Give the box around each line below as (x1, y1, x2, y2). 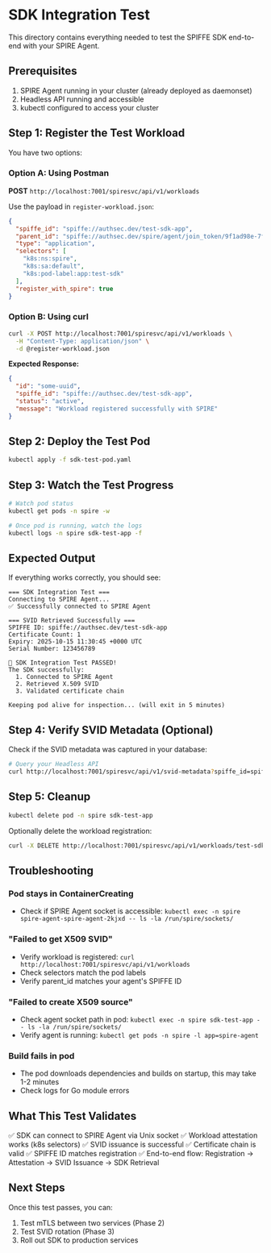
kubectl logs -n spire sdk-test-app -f (8, 529, 143, 537)
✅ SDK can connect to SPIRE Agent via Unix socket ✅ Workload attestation (8, 1130, 258, 1140)
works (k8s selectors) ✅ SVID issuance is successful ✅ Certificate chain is (8, 1139, 256, 1149)
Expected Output (8, 552, 96, 565)
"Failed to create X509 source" (8, 996, 133, 1007)
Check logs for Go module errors (19, 1086, 130, 1096)
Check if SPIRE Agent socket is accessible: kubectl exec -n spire (19, 906, 241, 916)
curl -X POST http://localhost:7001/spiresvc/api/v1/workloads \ (8, 329, 232, 338)
